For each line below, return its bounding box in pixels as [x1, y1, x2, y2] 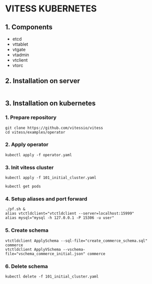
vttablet [12, 41, 28, 47]
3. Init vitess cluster [5, 164, 54, 171]
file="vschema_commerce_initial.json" [5, 251, 85, 256]
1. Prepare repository [5, 114, 57, 121]
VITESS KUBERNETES [5, 3, 97, 14]
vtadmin [12, 52, 29, 58]
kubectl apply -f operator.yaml [5, 152, 72, 157]
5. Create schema [5, 227, 49, 234]
